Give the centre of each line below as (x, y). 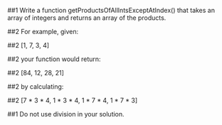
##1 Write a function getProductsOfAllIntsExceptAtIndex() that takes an (111, 10)
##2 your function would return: (54, 59)
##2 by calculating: (36, 87)
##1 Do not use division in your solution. (66, 114)
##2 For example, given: (43, 32)
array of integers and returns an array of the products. (87, 18)
